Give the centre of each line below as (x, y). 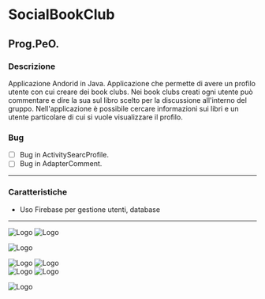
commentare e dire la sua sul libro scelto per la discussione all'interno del (127, 100)
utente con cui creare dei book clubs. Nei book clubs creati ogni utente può (131, 92)
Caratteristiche (38, 192)
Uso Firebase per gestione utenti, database (90, 209)
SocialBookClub (62, 15)
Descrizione (32, 66)
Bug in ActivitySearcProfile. (64, 155)
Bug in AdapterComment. (61, 164)
